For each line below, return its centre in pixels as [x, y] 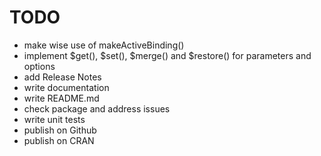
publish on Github [60, 130]
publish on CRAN [59, 140]
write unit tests [54, 119]
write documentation [66, 87]
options [39, 66]
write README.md [61, 98]
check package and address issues [97, 108]
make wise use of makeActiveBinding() [104, 45]
